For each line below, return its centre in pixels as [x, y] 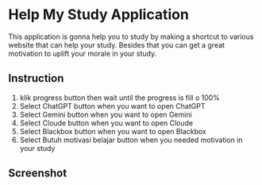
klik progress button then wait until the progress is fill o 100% [120, 98]
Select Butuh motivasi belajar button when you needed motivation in [131, 140]
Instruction [36, 78]
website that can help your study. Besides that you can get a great [116, 44]
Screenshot [38, 173]
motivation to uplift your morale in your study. [83, 53]
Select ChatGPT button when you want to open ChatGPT [112, 106]
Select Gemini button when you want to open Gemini [106, 114]
